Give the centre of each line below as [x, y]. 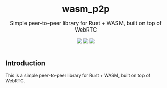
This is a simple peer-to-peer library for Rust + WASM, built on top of [78, 75]
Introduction [26, 63]
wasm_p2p [86, 9]
